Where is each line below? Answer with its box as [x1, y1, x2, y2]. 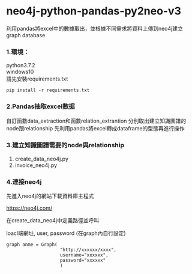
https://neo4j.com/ [6, 204, 53, 212]
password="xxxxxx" [59, 257, 106, 264]
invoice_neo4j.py [14, 161, 58, 169]
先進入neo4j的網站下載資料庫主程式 [6, 192, 94, 199]
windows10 [6, 68, 34, 76]
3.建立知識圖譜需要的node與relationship [6, 141, 125, 150]
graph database [6, 31, 46, 38]
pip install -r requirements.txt [6, 87, 90, 94]
